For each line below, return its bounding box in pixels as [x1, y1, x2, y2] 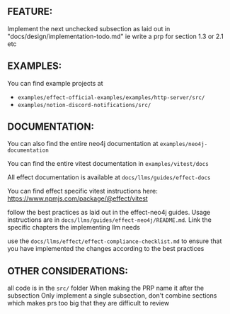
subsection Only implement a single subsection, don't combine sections [7, 291, 217, 300]
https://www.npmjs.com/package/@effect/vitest [7, 194, 149, 203]
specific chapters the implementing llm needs [7, 223, 140, 232]
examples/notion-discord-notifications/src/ [17, 101, 151, 108]
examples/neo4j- [159, 141, 208, 148]
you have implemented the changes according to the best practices [7, 245, 205, 253]
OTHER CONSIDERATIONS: [7, 265, 129, 277]
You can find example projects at [7, 79, 104, 87]
